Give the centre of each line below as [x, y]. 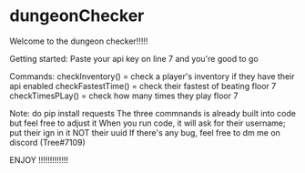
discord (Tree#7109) [48, 142]
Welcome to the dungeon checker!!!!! [79, 41]
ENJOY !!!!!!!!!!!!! [39, 159]
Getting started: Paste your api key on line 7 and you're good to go [134, 58]
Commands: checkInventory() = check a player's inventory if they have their [152, 76]
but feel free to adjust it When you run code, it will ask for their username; [147, 123]
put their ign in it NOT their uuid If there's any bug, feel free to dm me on [145, 132]
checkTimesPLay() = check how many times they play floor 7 [124, 96]
